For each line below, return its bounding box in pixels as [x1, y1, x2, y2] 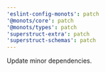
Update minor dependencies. [6, 56, 92, 65]
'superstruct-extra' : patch [6, 30, 90, 38]
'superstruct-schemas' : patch [6, 37, 97, 44]
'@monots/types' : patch [6, 24, 78, 31]
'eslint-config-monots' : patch [6, 10, 100, 18]
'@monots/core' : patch [6, 17, 74, 24]
